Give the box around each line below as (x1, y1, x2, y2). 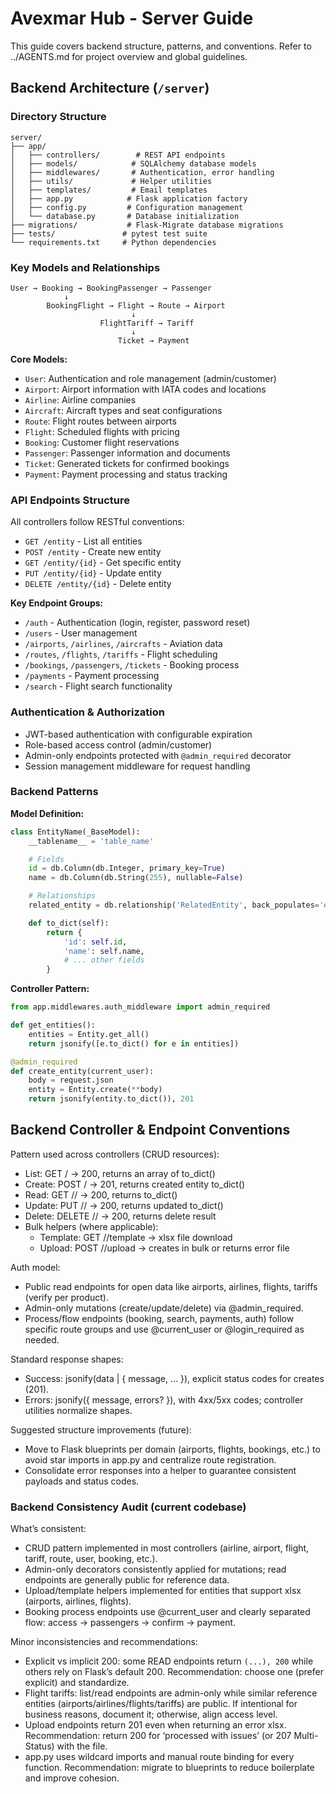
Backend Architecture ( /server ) (10, 80, 210, 97)
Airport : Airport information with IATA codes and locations (24, 383, 267, 395)
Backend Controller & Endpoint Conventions (10, 1122, 291, 1139)
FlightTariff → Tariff (99, 318, 195, 328)
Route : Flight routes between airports (24, 415, 177, 427)
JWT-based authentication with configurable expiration (24, 728, 253, 740)
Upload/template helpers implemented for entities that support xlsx (24, 1585, 302, 1597)
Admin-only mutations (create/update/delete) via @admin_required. (24, 1302, 304, 1314)
